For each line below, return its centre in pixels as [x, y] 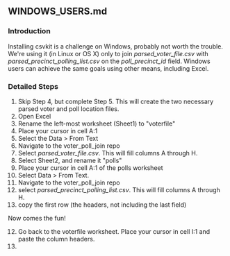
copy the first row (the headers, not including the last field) [102, 205]
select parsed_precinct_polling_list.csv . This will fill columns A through [119, 189]
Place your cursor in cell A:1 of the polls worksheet [90, 168]
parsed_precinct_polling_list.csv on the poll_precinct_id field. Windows [109, 61]
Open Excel [34, 116]
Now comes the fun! [37, 218]
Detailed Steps [33, 86]
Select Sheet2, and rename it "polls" [70, 160]
